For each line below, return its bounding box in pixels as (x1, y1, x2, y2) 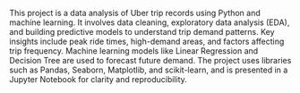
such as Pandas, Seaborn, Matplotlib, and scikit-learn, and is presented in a (9, 64, 288, 75)
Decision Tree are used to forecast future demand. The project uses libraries (9, 55, 292, 65)
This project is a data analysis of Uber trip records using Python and (9, 8, 261, 18)
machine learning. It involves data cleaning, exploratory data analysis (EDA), (9, 17, 290, 28)
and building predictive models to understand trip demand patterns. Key (9, 27, 275, 37)
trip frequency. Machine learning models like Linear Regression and (9, 46, 259, 56)
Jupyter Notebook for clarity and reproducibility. (9, 74, 188, 84)
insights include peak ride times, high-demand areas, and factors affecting (9, 36, 285, 46)
